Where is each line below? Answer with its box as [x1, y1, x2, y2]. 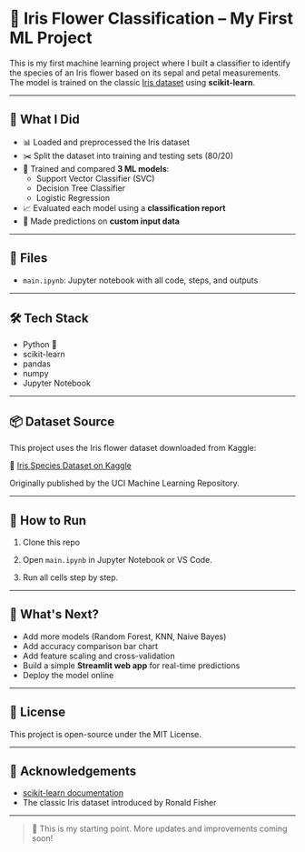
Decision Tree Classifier [35, 182, 125, 194]
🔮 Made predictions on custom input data [22, 216, 180, 226]
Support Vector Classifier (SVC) [35, 173, 155, 184]
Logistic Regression [35, 192, 111, 203]
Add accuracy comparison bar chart [22, 640, 159, 651]
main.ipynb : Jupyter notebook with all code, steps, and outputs [22, 275, 259, 286]
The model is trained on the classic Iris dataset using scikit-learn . [9, 76, 256, 87]
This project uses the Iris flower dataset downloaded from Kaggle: [9, 443, 257, 454]
